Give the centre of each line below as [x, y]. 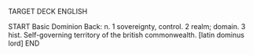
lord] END [24, 43]
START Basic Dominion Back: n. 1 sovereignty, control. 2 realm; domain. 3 [127, 26]
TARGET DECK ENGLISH [48, 11]
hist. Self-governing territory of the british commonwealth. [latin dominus [126, 35]
